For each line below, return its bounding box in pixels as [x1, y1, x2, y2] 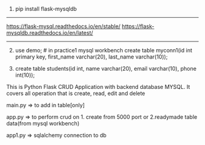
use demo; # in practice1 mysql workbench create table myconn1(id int [15, 47, 193, 54]
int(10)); [15, 71, 35, 79]
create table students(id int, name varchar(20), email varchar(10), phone [15, 65, 197, 72]
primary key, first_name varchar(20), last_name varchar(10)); [15, 53, 168, 60]
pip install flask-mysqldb [15, 5, 77, 12]
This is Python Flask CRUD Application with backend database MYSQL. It [6, 83, 190, 90]
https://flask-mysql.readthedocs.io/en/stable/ [6, 23, 121, 30]
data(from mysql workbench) [6, 120, 80, 127]
